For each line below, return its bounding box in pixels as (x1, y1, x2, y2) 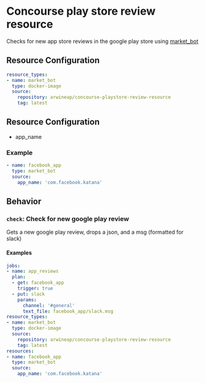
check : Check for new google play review (6, 214, 130, 223)
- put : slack (12, 291, 45, 297)
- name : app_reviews (6, 268, 59, 275)
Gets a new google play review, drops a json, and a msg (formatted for (6, 228, 184, 236)
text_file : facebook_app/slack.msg (22, 308, 114, 314)
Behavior (6, 196, 42, 206)
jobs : (6, 262, 20, 269)
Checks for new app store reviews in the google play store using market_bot (6, 37, 199, 45)
